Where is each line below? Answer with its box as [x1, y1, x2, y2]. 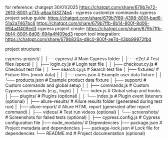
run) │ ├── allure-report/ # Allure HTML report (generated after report [5, 104, 150, 109]
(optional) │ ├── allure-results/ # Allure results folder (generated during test [5, 98, 162, 104]
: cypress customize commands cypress [73, 10, 156, 16]
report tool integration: [74, 31, 120, 37]
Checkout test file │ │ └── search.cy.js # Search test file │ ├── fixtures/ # [5, 66, 159, 72]
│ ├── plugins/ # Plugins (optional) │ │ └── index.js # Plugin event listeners [5, 93, 162, 99]
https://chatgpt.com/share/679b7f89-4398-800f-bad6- [47, 15, 163, 21]
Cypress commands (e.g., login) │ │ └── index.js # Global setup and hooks [5, 88, 161, 93]
